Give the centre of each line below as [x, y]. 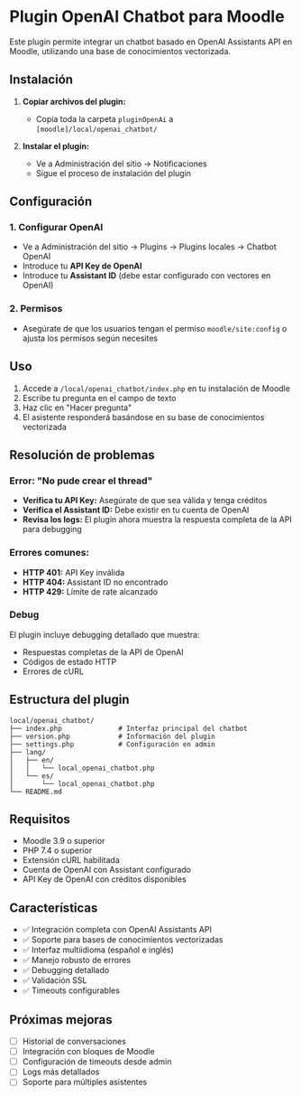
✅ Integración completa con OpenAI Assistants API [117, 930]
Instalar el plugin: [56, 145]
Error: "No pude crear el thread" [81, 481]
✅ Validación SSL [55, 980]
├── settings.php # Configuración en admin [113, 744]
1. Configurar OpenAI [56, 228]
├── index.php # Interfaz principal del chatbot [128, 728]
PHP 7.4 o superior [57, 850]
